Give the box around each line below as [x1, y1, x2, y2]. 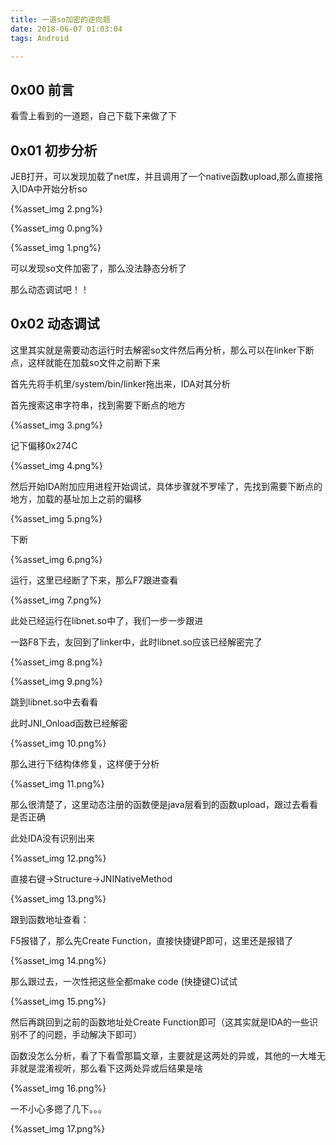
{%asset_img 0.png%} [10, 222, 103, 234]
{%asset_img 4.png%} [10, 459, 103, 471]
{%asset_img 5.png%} [10, 512, 103, 525]
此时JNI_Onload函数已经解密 [10, 717, 128, 729]
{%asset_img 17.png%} [10, 1122, 106, 1135]
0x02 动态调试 [10, 316, 100, 333]
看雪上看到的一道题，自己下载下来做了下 [10, 110, 177, 122]
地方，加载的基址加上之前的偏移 [10, 492, 142, 505]
